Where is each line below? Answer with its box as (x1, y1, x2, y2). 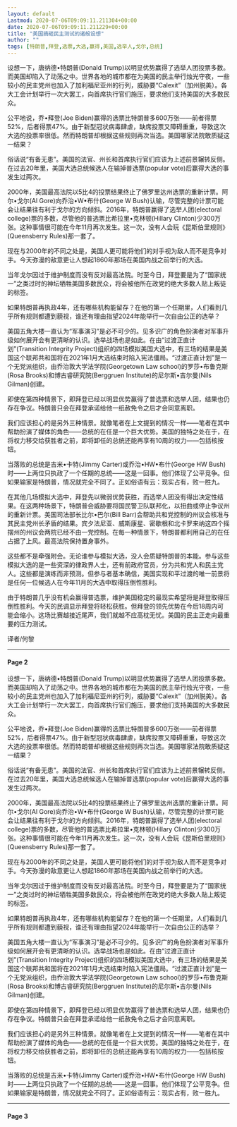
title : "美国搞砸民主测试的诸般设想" (7, 30, 104, 37)
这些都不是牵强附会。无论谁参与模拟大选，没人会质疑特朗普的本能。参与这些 (7, 552, 230, 560)
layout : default (7, 10, 55, 18)
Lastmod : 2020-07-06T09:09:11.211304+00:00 (7, 17, 138, 24)
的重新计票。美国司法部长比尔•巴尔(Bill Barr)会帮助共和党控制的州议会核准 (7, 511, 224, 518)
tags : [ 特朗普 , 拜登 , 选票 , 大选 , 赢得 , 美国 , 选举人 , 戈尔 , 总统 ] (7, 43, 164, 50)
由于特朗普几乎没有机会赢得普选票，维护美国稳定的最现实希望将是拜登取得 (7, 593, 224, 602)
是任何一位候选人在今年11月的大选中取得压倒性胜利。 (7, 578, 161, 586)
